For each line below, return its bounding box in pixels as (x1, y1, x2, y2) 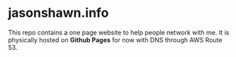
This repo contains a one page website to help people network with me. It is (8, 28, 230, 37)
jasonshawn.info (8, 5, 109, 21)
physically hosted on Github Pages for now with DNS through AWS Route (8, 35, 223, 44)
